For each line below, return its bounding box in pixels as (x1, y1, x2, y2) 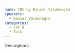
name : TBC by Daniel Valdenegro (4, 7, 70, 12)
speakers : (4, 12, 25, 16)
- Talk (9, 29, 22, 34)
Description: (4, 43, 29, 48)
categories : (4, 20, 29, 26)
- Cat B (9, 25, 25, 30)
